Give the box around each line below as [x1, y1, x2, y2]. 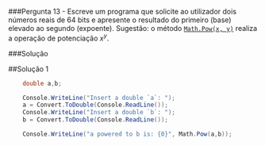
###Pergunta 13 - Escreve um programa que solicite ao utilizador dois [8, 7, 236, 16]
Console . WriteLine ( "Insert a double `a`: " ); [22, 94, 176, 102]
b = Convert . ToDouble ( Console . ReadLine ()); [22, 116, 169, 124]
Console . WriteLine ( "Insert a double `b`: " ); [22, 109, 176, 117]
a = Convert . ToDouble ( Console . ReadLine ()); [22, 101, 169, 109]
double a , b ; [22, 79, 62, 87]
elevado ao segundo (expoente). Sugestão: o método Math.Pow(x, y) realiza [8, 24, 258, 33]
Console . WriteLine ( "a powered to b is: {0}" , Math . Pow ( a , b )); [22, 130, 232, 138]
